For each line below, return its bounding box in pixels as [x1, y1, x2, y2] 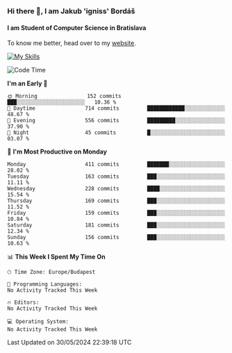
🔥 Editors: [7, 299, 40, 306]
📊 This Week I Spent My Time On [7, 253, 106, 261]
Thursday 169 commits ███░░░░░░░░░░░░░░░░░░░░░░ [7, 197, 226, 204]
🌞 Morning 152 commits [7, 93, 122, 100]
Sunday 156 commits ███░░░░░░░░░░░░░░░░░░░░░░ [7, 234, 226, 241]
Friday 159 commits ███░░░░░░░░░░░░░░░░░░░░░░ [7, 210, 226, 217]
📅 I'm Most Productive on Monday [7, 147, 108, 156]
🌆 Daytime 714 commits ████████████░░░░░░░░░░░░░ [7, 105, 226, 112]
